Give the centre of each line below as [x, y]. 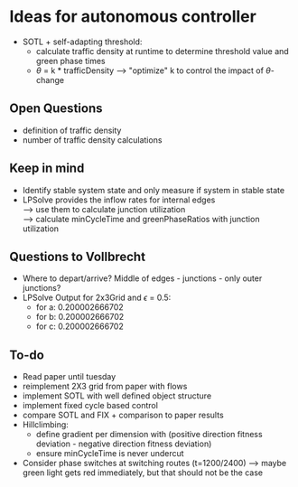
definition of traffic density [72, 130]
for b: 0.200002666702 [80, 317]
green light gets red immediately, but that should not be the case [143, 473]
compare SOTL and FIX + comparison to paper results [123, 415]
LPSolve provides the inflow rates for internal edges [119, 200]
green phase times [70, 61]
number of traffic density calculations [92, 140]
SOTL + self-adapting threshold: [82, 42]
